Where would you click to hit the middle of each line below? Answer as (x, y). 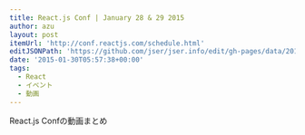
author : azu (32, 26)
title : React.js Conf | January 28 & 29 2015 (97, 18)
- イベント (35, 85)
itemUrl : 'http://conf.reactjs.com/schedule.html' (107, 43)
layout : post (34, 34)
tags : (20, 69)
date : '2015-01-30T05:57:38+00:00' (77, 60)
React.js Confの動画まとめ (59, 121)
